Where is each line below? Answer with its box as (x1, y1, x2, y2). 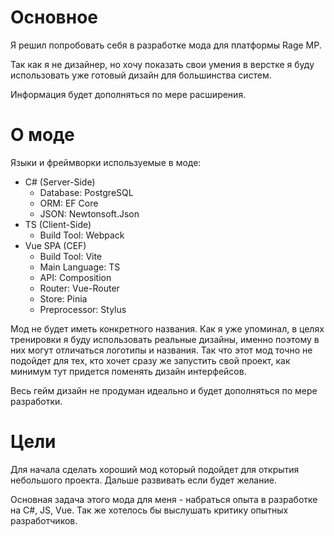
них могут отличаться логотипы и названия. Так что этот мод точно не (10, 344, 313, 356)
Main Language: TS (39, 261, 121, 273)
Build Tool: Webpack (39, 229, 125, 241)
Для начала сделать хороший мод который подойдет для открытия (10, 463, 300, 475)
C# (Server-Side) (24, 176, 96, 188)
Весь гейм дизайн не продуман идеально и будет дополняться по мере (10, 384, 318, 396)
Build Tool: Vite (39, 250, 103, 262)
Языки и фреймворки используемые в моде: (10, 156, 202, 168)
